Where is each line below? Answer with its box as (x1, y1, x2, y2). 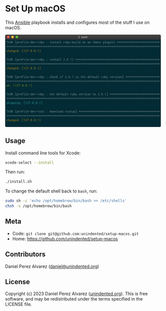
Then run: (5, 169, 25, 175)
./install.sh (5, 179, 32, 184)
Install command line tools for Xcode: (5, 150, 81, 156)
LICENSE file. (5, 301, 32, 308)
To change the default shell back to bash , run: (5, 188, 98, 194)
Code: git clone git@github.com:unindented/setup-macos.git (12, 230, 139, 236)
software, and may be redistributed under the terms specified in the (5, 296, 143, 302)
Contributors (5, 250, 46, 258)
